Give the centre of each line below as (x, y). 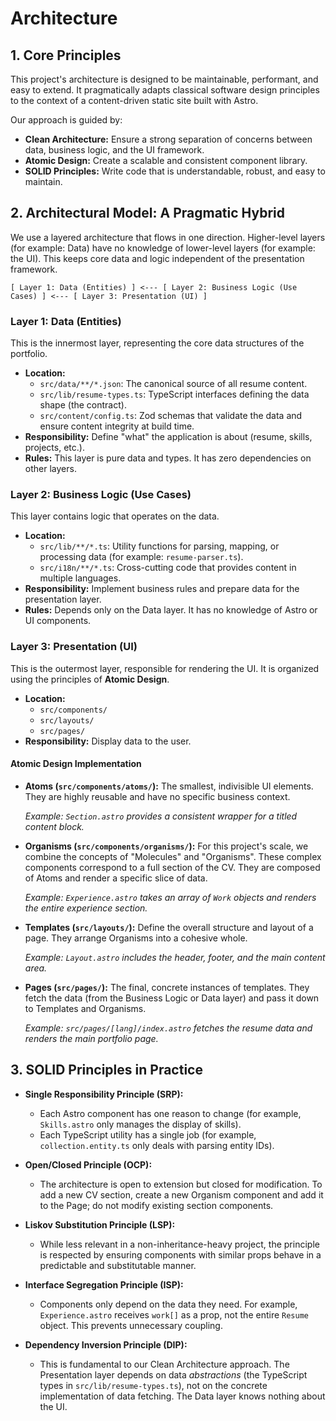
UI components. (58, 621)
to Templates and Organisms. (85, 1008)
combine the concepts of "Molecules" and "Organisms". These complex (173, 856)
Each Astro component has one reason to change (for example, (170, 1113)
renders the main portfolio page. (91, 1038)
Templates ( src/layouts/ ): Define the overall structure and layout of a (169, 927)
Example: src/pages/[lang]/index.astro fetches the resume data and (168, 1028)
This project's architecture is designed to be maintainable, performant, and (164, 79)
